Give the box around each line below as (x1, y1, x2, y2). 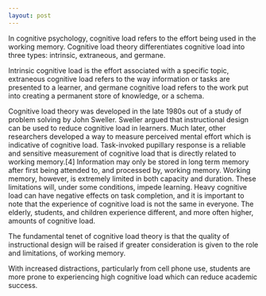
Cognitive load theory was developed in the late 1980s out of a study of (8, 106, 242, 116)
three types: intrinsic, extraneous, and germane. (8, 50, 166, 60)
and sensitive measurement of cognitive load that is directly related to (8, 148, 237, 158)
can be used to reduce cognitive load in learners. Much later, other (8, 123, 226, 133)
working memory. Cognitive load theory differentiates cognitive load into (8, 41, 245, 52)
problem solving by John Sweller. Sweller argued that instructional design (8, 114, 249, 124)
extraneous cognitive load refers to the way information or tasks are (8, 74, 230, 83)
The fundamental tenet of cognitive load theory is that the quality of (8, 231, 230, 240)
